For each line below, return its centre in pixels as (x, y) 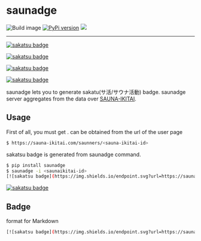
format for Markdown (32, 221)
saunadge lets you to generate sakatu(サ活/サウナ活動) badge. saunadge (96, 92)
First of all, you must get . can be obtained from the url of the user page (95, 132)
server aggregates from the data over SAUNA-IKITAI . (71, 99)
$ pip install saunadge (36, 165)
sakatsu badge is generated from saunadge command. (74, 154)
